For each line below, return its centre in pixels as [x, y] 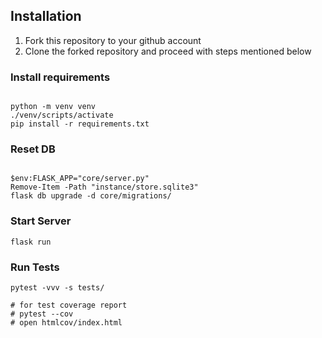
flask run [31, 242]
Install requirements [60, 77]
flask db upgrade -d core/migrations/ [91, 196]
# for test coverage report [69, 305]
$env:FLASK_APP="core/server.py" [80, 179]
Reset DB [33, 149]
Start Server [41, 221]
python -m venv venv [53, 107]
